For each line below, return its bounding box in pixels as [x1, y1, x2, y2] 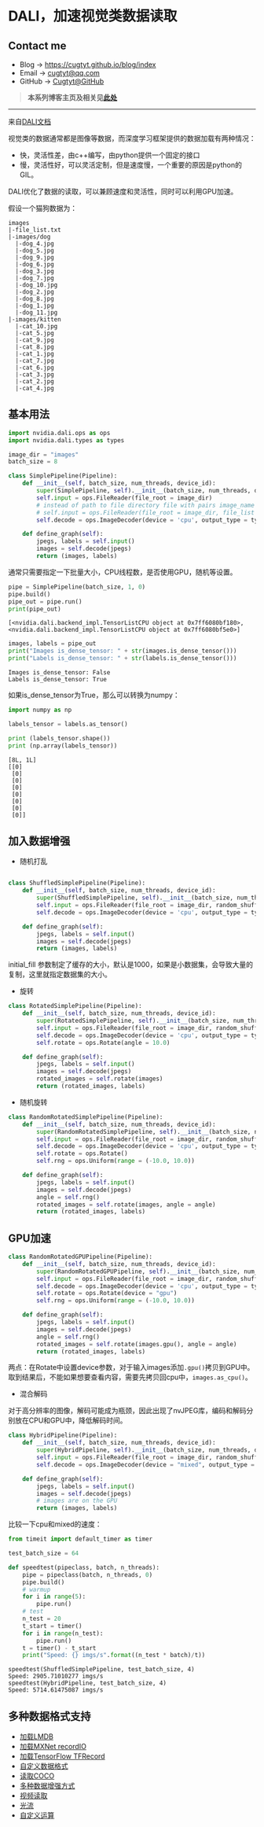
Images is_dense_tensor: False [8, 669, 111, 677]
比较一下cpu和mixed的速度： [8, 1519, 102, 1529]
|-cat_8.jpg [15, 343, 55, 351]
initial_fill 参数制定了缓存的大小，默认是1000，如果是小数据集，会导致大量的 [8, 960, 254, 969]
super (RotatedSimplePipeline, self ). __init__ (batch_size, [36, 1017, 230, 1024]
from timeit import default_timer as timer [8, 1535, 153, 1543]
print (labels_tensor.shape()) [8, 734, 111, 742]
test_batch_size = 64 [8, 1549, 79, 1558]
